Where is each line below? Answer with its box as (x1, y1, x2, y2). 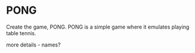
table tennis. (6, 29, 37, 36)
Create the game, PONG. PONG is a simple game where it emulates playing (6, 23, 190, 30)
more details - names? (6, 41, 61, 48)
